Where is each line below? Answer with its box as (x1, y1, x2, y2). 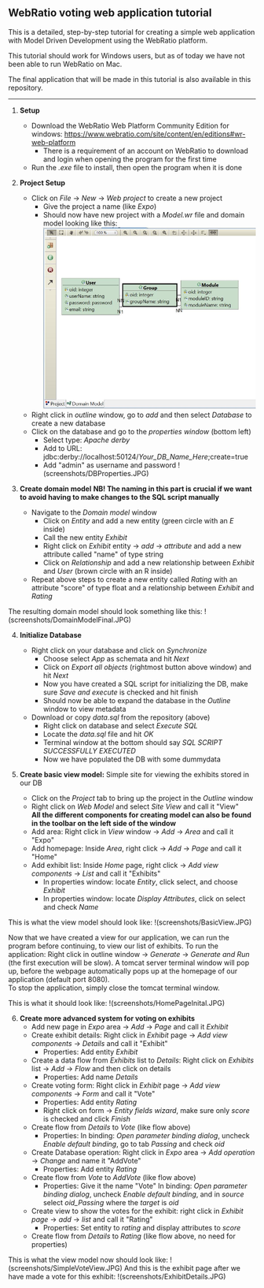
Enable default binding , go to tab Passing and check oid (42, 1139, 225, 1149)
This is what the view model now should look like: (8, 1255, 169, 1264)
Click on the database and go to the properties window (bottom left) (31, 427, 251, 437)
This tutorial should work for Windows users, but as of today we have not (8, 50, 245, 60)
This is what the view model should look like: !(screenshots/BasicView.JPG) (8, 918, 252, 927)
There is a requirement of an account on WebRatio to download (42, 146, 249, 155)
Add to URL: (42, 444, 82, 453)
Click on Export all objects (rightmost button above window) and (42, 662, 251, 672)
